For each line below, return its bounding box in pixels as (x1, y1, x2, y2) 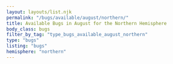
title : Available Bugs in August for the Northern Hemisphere (6, 20, 167, 26)
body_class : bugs (6, 26, 50, 32)
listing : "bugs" (6, 43, 47, 49)
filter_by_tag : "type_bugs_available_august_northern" (6, 32, 148, 38)
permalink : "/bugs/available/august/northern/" (6, 15, 129, 21)
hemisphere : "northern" (6, 49, 67, 55)
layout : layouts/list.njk (6, 9, 72, 15)
